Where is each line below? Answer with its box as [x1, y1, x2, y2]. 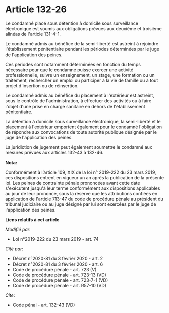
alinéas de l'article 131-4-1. [5, 31, 61, 37]
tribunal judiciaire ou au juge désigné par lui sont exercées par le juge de [5, 201, 156, 207]
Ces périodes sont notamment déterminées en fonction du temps [5, 61, 141, 67]
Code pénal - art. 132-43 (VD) [12, 302, 75, 308]
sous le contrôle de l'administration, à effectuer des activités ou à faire [5, 97, 152, 104]
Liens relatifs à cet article [5, 216, 60, 223]
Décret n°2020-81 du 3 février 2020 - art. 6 [12, 261, 103, 267]
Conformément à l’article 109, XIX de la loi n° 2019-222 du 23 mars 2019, [5, 169, 156, 175]
